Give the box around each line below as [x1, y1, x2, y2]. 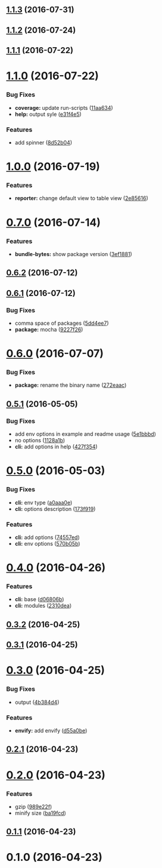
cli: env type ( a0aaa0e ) [14, 498, 73, 506]
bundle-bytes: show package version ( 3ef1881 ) [14, 250, 132, 257]
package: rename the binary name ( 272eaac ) [14, 381, 127, 389]
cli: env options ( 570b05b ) [14, 540, 80, 547]
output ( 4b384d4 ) [14, 698, 60, 706]
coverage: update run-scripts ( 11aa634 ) [14, 104, 113, 111]
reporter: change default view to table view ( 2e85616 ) [14, 195, 148, 202]
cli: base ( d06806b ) [14, 596, 64, 603]
